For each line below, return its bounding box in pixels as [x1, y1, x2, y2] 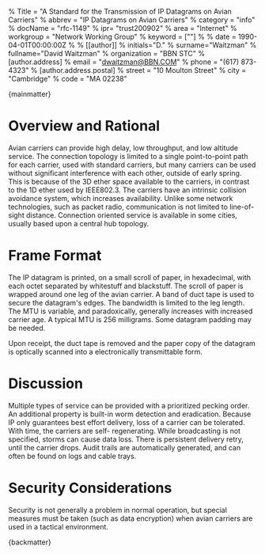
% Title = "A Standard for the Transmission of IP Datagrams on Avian [8, 7, 232, 16]
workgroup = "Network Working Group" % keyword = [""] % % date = [8, 32, 237, 41]
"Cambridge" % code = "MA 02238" [8, 74, 128, 83]
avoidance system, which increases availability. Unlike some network [8, 193, 233, 203]
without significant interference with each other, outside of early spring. [8, 168, 242, 177]
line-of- [229, 202, 255, 211]
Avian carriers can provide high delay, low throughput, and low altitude [8, 142, 239, 153]
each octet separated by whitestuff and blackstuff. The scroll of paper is [8, 281, 244, 290]
